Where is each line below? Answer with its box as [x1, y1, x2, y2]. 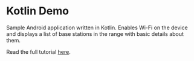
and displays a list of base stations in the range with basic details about [6, 30, 184, 37]
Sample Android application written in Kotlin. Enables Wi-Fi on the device [6, 24, 189, 31]
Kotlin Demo [6, 4, 70, 18]
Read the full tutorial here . [6, 48, 71, 55]
